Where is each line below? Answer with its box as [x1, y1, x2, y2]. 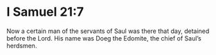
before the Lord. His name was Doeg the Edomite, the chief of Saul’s [6, 34, 201, 42]
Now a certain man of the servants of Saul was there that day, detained [6, 27, 210, 35]
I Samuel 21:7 [6, 4, 84, 20]
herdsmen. [6, 41, 37, 49]
